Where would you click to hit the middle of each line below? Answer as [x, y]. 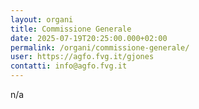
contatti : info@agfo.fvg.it [69, 66]
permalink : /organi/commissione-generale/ [100, 47]
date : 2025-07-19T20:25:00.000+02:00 [89, 38]
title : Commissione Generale [71, 29]
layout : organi [42, 19]
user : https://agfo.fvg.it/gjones [82, 57]
